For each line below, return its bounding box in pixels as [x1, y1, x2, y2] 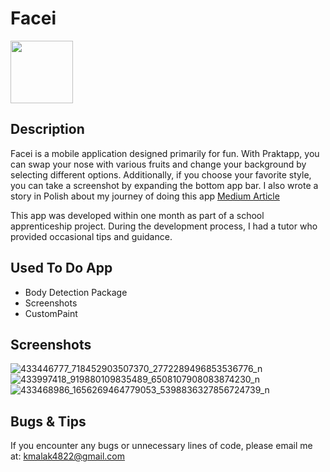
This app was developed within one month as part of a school [10, 209, 265, 221]
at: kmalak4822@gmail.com [10, 450, 126, 462]
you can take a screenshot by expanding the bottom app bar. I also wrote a [10, 179, 319, 191]
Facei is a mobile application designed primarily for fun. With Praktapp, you [10, 147, 320, 159]
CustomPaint [24, 307, 78, 319]
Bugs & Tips [10, 413, 87, 430]
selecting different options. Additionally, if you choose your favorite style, [10, 168, 312, 181]
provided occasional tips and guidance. [10, 230, 173, 242]
